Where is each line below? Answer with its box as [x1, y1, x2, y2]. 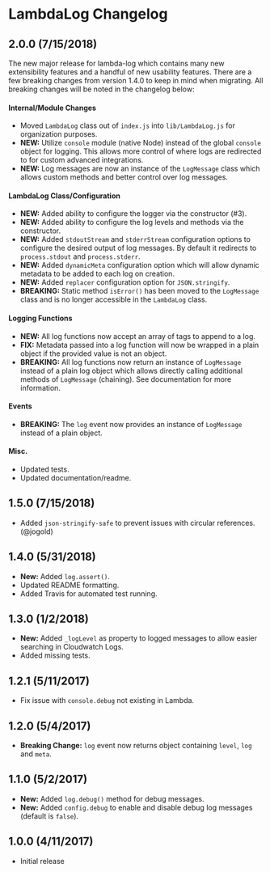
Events [8, 401, 32, 411]
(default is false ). [19, 811, 79, 821]
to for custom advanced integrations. [19, 155, 144, 165]
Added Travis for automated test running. [19, 588, 158, 599]
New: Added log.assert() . [19, 571, 111, 581]
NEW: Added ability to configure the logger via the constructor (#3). [19, 209, 247, 218]
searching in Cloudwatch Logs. [19, 642, 124, 652]
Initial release [19, 856, 65, 866]
